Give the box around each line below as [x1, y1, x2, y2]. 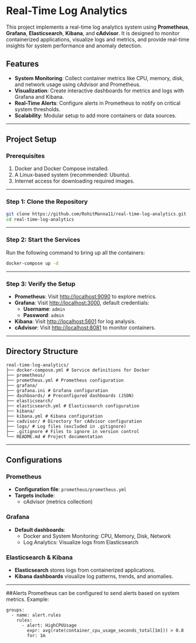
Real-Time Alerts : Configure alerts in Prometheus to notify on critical [14, 99, 181, 106]
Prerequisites [6, 152, 45, 160]
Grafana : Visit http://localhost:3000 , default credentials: [14, 299, 150, 306]
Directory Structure [6, 346, 79, 356]
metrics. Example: [6, 596, 50, 603]
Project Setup [6, 135, 57, 145]
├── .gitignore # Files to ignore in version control [6, 428, 140, 434]
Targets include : [14, 492, 55, 499]
